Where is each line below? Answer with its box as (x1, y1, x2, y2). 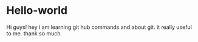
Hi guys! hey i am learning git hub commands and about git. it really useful (6, 23, 193, 31)
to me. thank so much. (6, 29, 63, 37)
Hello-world (6, 4, 68, 17)
